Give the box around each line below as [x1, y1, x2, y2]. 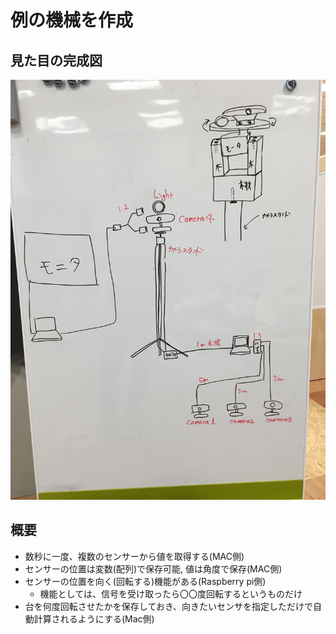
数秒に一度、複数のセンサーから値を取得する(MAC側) [24, 550, 245, 562]
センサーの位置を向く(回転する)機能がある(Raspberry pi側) [24, 575, 267, 587]
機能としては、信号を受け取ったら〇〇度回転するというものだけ [39, 587, 303, 600]
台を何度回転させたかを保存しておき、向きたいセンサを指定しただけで [24, 600, 313, 612]
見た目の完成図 [10, 52, 103, 69]
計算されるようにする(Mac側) [33, 612, 155, 625]
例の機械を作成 [10, 9, 134, 32]
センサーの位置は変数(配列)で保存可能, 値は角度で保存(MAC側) [24, 562, 283, 575]
